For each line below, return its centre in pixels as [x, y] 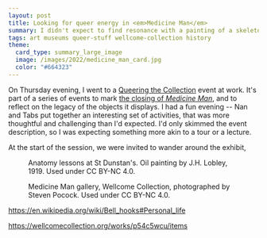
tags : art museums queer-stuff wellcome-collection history [110, 38]
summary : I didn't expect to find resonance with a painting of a [120, 30]
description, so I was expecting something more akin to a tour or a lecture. [130, 132]
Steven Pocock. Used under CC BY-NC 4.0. [99, 194]
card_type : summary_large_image [69, 52]
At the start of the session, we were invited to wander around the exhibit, [127, 147]
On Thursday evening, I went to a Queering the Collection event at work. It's [132, 90]
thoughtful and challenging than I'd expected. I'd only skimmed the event [128, 123]
